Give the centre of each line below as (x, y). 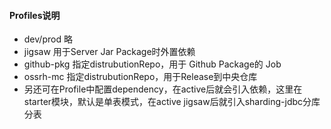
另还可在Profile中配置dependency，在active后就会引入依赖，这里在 (163, 89)
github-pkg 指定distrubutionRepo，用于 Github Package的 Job (152, 64)
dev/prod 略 (48, 39)
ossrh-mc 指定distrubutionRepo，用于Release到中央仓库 (140, 77)
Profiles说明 (35, 15)
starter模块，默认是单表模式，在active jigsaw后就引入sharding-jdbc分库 (172, 102)
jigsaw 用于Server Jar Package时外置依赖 (109, 52)
